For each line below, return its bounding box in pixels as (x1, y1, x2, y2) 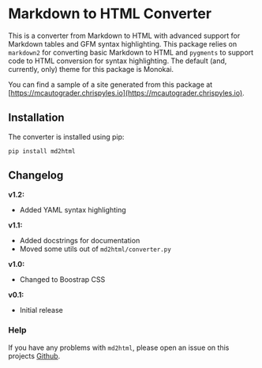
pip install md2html (8, 147, 77, 155)
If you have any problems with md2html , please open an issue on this (8, 343, 230, 352)
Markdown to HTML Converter (8, 5, 211, 23)
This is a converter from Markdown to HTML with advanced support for (8, 31, 241, 40)
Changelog (8, 169, 64, 182)
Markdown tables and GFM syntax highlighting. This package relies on (8, 39, 238, 48)
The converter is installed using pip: (8, 132, 125, 141)
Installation (8, 111, 65, 125)
